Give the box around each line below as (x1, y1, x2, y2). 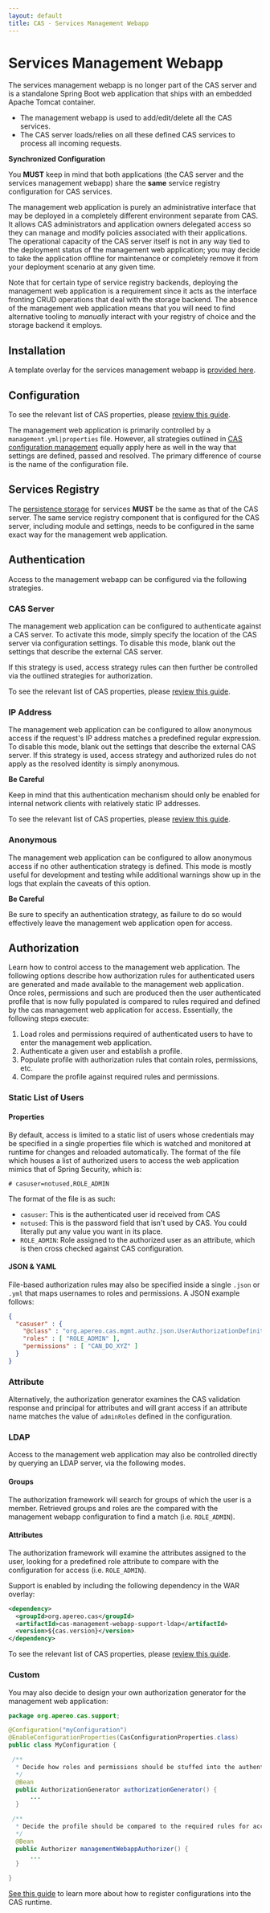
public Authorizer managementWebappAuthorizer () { (15, 1845, 189, 1853)
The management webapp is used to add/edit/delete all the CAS (19, 113, 233, 123)
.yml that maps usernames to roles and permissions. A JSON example (8, 1288, 240, 1298)
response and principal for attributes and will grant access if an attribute (8, 1403, 247, 1413)
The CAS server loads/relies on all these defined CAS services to (19, 130, 235, 140)
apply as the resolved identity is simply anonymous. (8, 759, 180, 768)
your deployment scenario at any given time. (8, 262, 156, 272)
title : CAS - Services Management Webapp (8, 19, 149, 27)
